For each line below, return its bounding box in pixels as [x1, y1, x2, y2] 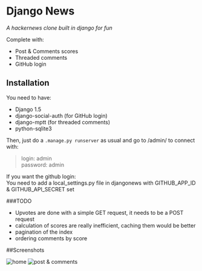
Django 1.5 [15, 106, 42, 113]
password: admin [21, 161, 65, 168]
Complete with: [6, 36, 44, 43]
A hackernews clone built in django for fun [6, 24, 113, 31]
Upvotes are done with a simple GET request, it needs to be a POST [15, 209, 184, 216]
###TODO [6, 197, 32, 205]
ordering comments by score [15, 234, 88, 242]
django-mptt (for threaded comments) [15, 118, 111, 126]
